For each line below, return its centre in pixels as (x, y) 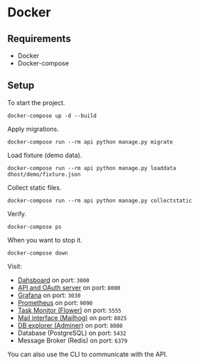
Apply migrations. (33, 129)
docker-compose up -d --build (52, 116)
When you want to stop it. (45, 240)
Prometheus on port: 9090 (55, 302)
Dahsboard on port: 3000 (54, 280)
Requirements (39, 39)
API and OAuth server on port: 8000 (69, 287)
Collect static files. (34, 187)
